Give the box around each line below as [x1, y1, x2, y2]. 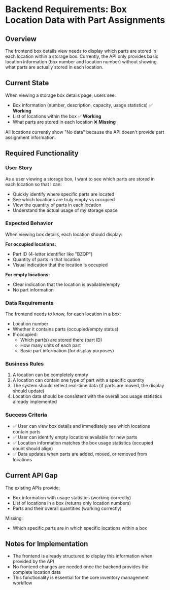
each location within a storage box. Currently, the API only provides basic [5, 53, 159, 59]
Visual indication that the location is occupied [12, 262, 108, 268]
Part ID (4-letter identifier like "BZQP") [12, 251, 93, 257]
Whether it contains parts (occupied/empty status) [12, 326, 119, 333]
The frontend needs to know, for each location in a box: [5, 311, 121, 317]
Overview [5, 34, 37, 43]
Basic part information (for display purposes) [20, 348, 114, 354]
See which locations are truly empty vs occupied [12, 196, 115, 202]
